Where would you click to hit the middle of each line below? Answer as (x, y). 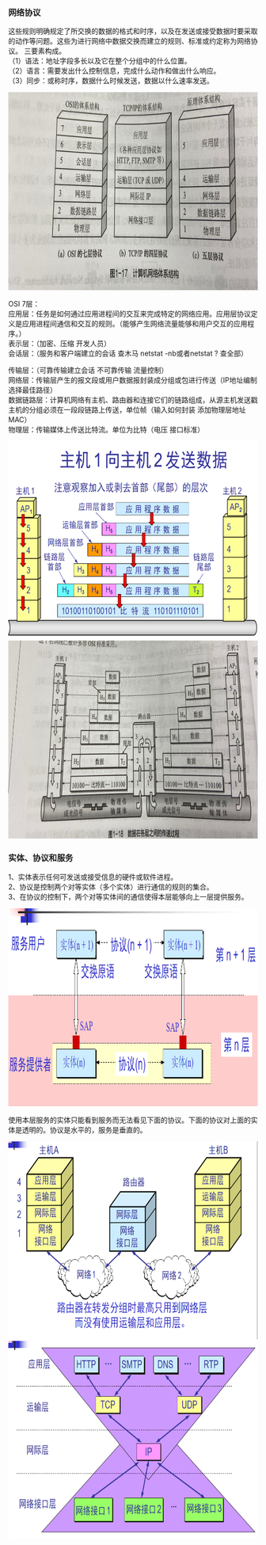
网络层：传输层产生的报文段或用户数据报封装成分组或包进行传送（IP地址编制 (133, 380)
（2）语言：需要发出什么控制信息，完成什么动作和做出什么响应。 (114, 71)
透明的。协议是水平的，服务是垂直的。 (84, 1129)
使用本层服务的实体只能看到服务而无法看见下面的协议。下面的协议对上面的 (129, 1120)
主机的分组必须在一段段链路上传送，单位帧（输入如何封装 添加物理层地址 (127, 410)
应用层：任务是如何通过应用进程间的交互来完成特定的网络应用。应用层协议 (129, 314)
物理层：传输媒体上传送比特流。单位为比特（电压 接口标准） (106, 430)
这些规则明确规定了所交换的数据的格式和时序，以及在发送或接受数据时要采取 (133, 31)
